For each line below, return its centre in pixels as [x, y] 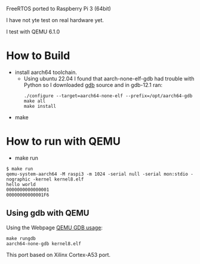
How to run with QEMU [63, 142]
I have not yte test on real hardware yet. [55, 20]
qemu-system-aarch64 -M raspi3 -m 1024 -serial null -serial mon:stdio [97, 174]
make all [35, 101]
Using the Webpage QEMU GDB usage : [55, 227]
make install [40, 106]
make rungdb [21, 238]
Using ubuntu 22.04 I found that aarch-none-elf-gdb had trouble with [109, 78]
